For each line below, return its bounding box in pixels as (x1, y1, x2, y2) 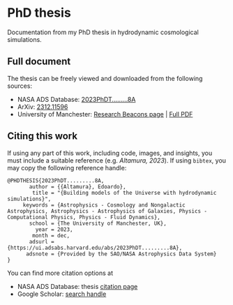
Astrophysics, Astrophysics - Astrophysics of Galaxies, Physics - (7, 207, 208, 214)
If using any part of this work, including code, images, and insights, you (7, 149, 213, 157)
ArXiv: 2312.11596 (17, 103, 68, 111)
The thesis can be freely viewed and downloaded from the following (7, 74, 203, 82)
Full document (7, 56, 71, 68)
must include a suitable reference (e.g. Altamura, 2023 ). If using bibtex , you (7, 156, 227, 165)
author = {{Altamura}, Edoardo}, (29, 183, 127, 190)
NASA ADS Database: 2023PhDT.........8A (17, 95, 136, 103)
